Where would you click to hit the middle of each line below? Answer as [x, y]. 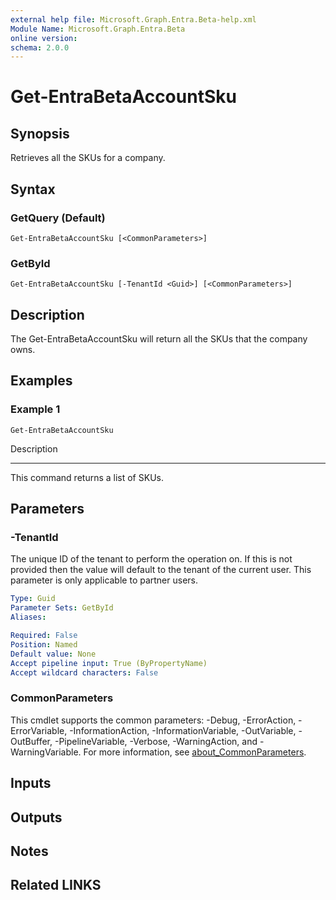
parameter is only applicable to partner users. [104, 580]
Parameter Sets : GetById [62, 608]
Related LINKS [56, 885]
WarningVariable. [46, 752]
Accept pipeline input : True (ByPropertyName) [109, 663]
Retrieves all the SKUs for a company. [88, 158]
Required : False [44, 636]
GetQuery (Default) [58, 218]
